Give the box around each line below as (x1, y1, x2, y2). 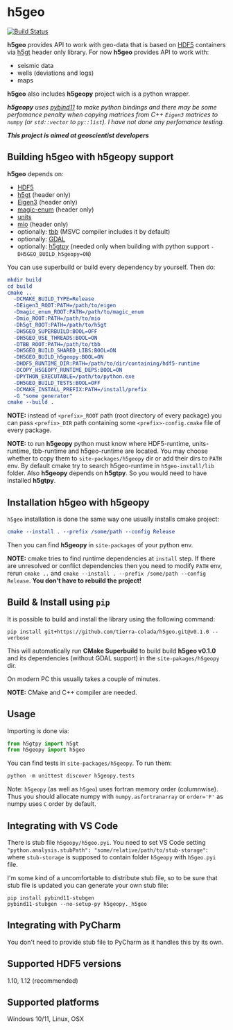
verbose (7, 634, 30, 642)
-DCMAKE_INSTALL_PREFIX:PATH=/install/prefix (13, 386, 148, 393)
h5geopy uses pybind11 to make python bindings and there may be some (7, 103, 217, 111)
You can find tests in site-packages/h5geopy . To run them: (7, 759, 172, 767)
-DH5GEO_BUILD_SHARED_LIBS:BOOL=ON (13, 347, 116, 354)
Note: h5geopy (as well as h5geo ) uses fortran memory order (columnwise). (7, 785, 218, 793)
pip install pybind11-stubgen (7, 895, 95, 902)
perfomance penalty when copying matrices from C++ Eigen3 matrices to (7, 110, 218, 119)
